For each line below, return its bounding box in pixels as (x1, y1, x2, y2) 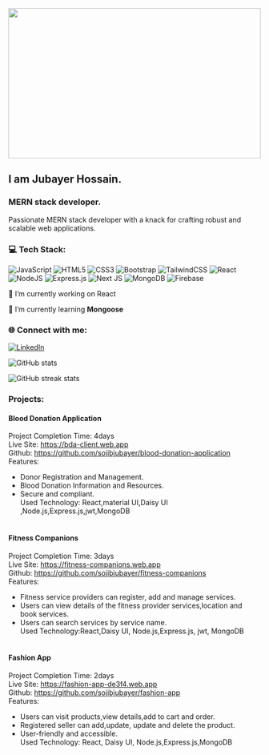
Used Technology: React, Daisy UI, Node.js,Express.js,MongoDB (19, 737, 233, 747)
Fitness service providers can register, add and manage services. (19, 592, 236, 601)
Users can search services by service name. (19, 617, 167, 627)
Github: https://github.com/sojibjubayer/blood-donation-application (8, 448, 231, 458)
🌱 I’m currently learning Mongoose (8, 304, 124, 314)
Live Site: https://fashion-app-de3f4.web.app (8, 679, 158, 689)
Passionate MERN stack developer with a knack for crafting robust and (8, 215, 242, 224)
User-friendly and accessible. (19, 729, 118, 738)
